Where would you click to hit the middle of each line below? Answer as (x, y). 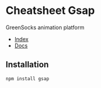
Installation (27, 65)
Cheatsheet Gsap (50, 11)
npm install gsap (28, 79)
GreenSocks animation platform (45, 27)
